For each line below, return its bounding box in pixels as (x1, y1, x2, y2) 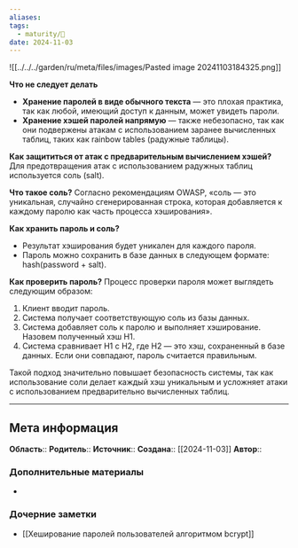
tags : (9, 21, 29, 30)
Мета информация (9, 420, 119, 435)
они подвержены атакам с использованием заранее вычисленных (21, 125, 277, 136)
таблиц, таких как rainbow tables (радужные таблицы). (21, 134, 229, 145)
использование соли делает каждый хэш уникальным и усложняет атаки (9, 377, 288, 388)
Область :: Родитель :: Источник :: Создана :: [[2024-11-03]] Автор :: (9, 444, 263, 455)
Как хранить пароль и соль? (9, 223, 120, 234)
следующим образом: (9, 286, 93, 297)
